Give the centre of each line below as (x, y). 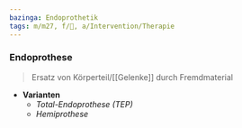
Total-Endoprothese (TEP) (84, 104)
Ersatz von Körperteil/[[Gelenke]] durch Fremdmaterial (132, 77)
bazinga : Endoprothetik (54, 18)
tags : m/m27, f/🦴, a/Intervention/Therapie (92, 26)
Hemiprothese (62, 114)
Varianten (41, 95)
